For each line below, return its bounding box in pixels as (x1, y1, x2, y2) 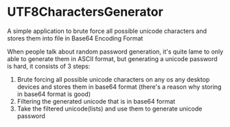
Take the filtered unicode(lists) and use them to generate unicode (16, 104, 203, 113)
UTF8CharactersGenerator (7, 4, 163, 20)
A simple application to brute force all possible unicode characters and (7, 27, 207, 35)
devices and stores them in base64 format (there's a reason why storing (16, 82, 222, 91)
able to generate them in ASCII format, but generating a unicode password (7, 54, 218, 62)
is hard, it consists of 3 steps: (7, 62, 91, 70)
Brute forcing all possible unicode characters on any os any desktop (16, 75, 210, 83)
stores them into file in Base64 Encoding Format (7, 34, 143, 42)
